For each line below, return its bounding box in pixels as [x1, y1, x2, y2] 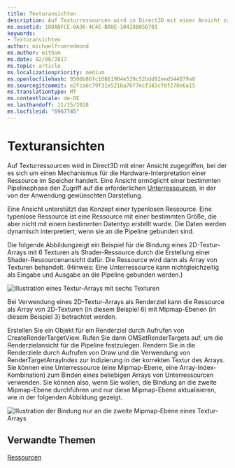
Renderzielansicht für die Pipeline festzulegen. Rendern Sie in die [7, 340, 196, 349]
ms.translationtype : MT [7, 88, 77, 95]
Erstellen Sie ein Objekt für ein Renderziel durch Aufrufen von [7, 326, 185, 334]
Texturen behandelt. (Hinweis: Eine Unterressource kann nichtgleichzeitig [7, 263, 219, 271]
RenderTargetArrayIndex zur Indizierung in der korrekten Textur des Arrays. [7, 355, 225, 364]
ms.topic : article [7, 62, 61, 69]
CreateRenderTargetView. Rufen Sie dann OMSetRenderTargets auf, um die [7, 333, 224, 342]
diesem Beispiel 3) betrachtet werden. [7, 312, 117, 321]
